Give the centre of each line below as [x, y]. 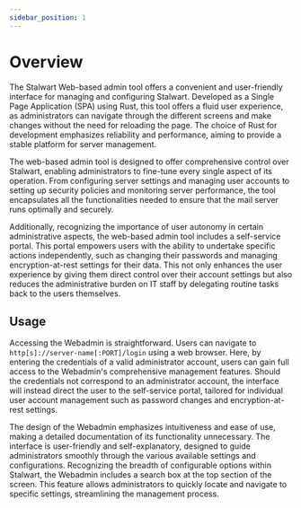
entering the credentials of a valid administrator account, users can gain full [149, 362]
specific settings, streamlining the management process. [115, 494]
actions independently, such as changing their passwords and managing [143, 255]
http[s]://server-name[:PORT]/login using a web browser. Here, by [135, 353]
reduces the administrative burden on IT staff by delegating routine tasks [144, 284]
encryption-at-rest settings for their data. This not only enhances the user [146, 265]
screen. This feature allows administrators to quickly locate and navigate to [148, 485]
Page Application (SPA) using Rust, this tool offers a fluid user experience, [146, 106]
